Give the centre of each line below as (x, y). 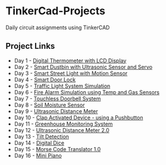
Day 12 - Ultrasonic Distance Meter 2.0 (62, 130)
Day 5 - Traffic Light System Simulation (62, 86)
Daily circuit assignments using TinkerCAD (58, 27)
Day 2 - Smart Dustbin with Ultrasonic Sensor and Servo (83, 67)
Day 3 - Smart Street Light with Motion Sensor (71, 73)
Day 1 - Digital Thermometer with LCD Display (70, 60)
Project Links (30, 46)
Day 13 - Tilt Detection (42, 136)
